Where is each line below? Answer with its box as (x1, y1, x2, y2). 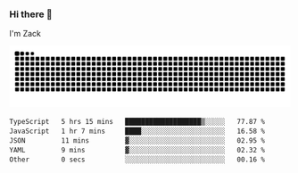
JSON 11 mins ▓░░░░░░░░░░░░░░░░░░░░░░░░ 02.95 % (9, 136, 266, 145)
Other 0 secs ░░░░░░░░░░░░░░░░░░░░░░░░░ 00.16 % (9, 155, 266, 164)
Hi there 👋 (9, 8, 54, 21)
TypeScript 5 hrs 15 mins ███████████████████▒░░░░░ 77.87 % (9, 118, 266, 127)
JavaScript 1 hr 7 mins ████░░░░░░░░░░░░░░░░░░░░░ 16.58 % (9, 127, 266, 136)
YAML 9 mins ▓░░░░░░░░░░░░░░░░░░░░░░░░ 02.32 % (9, 145, 266, 154)
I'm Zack (9, 29, 42, 39)
